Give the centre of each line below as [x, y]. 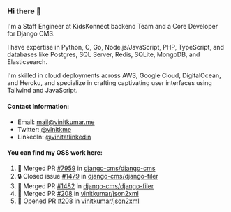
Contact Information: [38, 106]
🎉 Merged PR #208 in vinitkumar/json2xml [78, 193]
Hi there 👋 [24, 11]
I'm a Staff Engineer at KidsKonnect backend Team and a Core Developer [113, 26]
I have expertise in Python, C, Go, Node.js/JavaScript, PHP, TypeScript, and [116, 47]
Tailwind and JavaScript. [43, 91]
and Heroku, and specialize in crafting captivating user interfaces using [110, 83]
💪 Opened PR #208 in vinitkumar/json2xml [78, 201]
